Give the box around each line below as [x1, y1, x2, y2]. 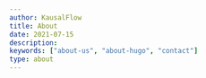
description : [9, 38, 58, 48]
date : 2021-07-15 [9, 30, 74, 39]
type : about [9, 55, 54, 64]
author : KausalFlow [9, 13, 82, 22]
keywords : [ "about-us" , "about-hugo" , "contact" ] [9, 47, 199, 56]
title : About [9, 22, 58, 30]
